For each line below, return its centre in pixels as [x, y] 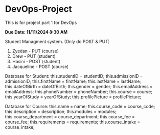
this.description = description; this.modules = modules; [61, 112]
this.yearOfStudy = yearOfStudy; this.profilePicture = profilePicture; [73, 97]
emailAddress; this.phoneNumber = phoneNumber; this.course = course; [79, 91]
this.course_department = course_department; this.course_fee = [70, 116]
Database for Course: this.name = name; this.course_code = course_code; [80, 106]
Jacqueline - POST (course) [40, 67]
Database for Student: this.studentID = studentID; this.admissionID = [74, 76]
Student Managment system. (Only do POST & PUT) [57, 41]
